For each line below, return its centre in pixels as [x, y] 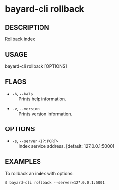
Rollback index [20, 39]
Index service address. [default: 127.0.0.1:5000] [66, 146]
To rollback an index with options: [40, 174]
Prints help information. [42, 99]
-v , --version [26, 108]
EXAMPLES [23, 162]
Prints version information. [45, 114]
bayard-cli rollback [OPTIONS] [36, 66]
